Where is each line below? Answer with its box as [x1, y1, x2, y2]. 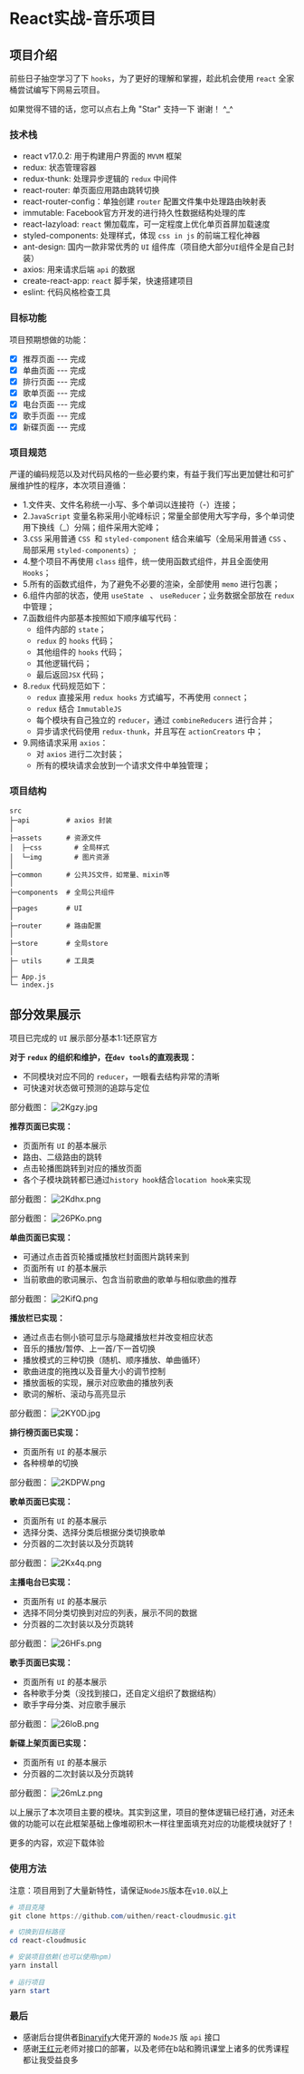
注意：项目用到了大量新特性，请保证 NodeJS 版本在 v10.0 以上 [9, 1884, 229, 1895]
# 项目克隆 [9, 1903, 45, 1912]
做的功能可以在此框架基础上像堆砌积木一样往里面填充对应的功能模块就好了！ [9, 1818, 295, 1829]
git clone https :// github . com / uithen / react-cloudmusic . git [9, 1911, 237, 1921]
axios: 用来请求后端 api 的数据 [22, 264, 136, 275]
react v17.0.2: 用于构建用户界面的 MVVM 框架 [22, 151, 183, 161]
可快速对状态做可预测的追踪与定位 [22, 1083, 150, 1094]
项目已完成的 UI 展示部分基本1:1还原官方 [9, 1033, 158, 1044]
